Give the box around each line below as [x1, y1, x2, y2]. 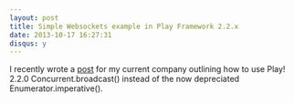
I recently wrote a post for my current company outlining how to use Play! [9, 64, 286, 75]
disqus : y [9, 38, 47, 48]
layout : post [9, 13, 59, 23]
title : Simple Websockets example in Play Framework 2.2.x [9, 22, 239, 31]
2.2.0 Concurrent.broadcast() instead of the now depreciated [9, 74, 240, 85]
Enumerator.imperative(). [9, 83, 103, 94]
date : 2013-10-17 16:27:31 [9, 30, 112, 39]
